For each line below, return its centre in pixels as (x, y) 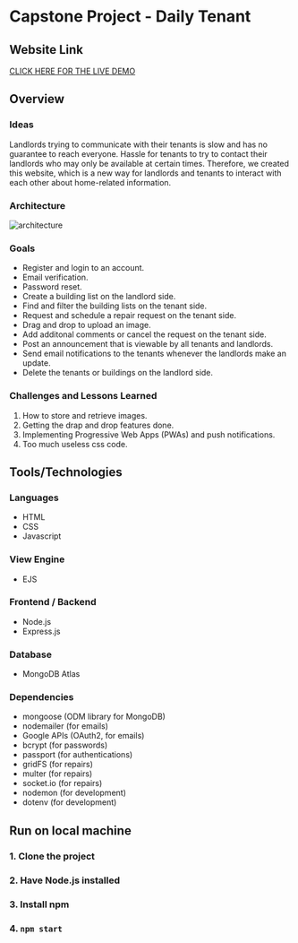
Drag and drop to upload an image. (86, 325)
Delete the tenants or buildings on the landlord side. (117, 373)
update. (36, 363)
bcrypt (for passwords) (65, 745)
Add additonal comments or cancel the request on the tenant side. (144, 334)
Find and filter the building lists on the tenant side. (115, 306)
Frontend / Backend (53, 602)
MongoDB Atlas (51, 674)
